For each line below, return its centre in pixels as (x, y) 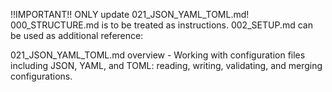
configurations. (41, 76)
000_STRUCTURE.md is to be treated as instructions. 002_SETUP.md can (161, 25)
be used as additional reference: (77, 35)
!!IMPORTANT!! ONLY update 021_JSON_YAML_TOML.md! (130, 14)
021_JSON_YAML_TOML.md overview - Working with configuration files (158, 55)
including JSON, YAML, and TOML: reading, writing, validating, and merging (166, 65)
